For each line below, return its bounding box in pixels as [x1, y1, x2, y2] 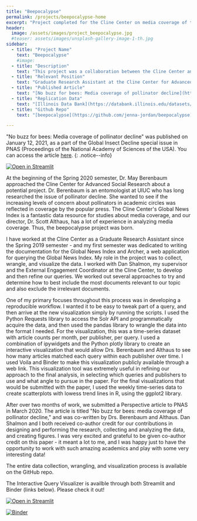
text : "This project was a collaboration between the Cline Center [16, 68, 185, 74]
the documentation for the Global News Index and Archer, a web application [6, 248, 189, 255]
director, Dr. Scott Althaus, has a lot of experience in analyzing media [6, 218, 173, 225]
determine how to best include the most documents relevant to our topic [6, 279, 181, 286]
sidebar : [6, 42, 28, 47]
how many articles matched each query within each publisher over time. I [6, 352, 184, 360]
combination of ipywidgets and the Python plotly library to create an [6, 340, 171, 347]
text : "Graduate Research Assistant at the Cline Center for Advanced [16, 80, 193, 85]
